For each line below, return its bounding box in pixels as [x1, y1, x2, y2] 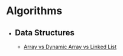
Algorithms [6, 4, 63, 18]
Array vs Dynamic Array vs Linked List [23, 43, 117, 50]
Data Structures [14, 28, 75, 38]
